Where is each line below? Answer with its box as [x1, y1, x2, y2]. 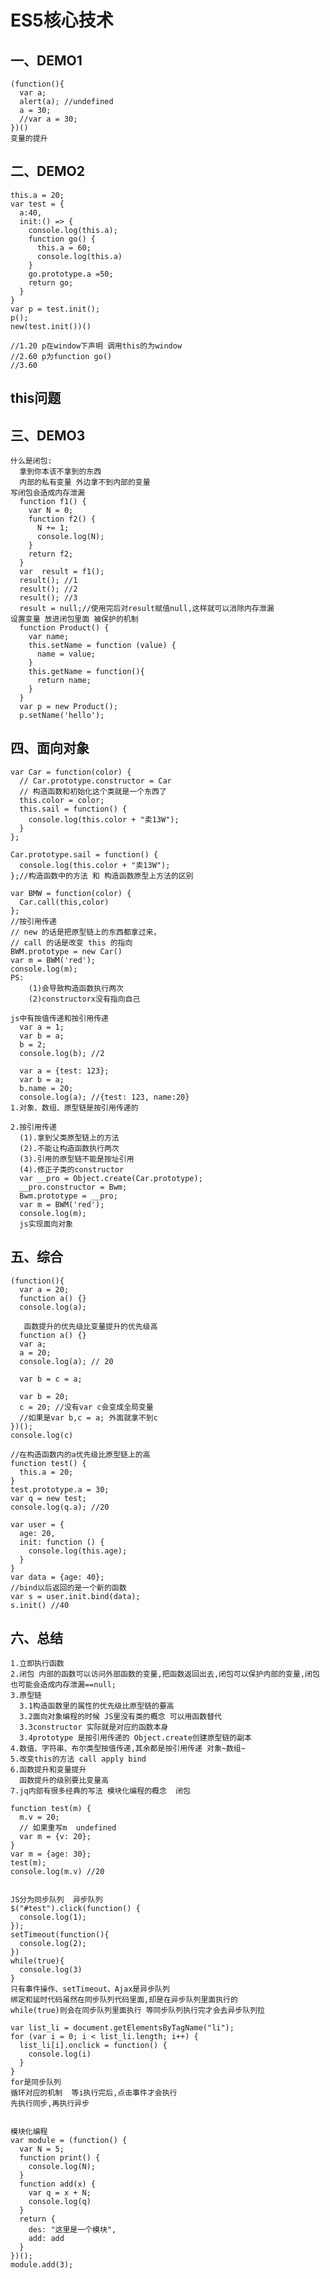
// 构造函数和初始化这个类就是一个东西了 [19, 786, 167, 796]
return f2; [28, 549, 74, 560]
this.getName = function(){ [28, 667, 145, 677]
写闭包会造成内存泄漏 [10, 488, 85, 498]
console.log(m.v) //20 [10, 1867, 105, 1877]
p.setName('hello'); [19, 711, 105, 721]
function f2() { [28, 514, 97, 525]
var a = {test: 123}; [19, 1066, 110, 1076]
